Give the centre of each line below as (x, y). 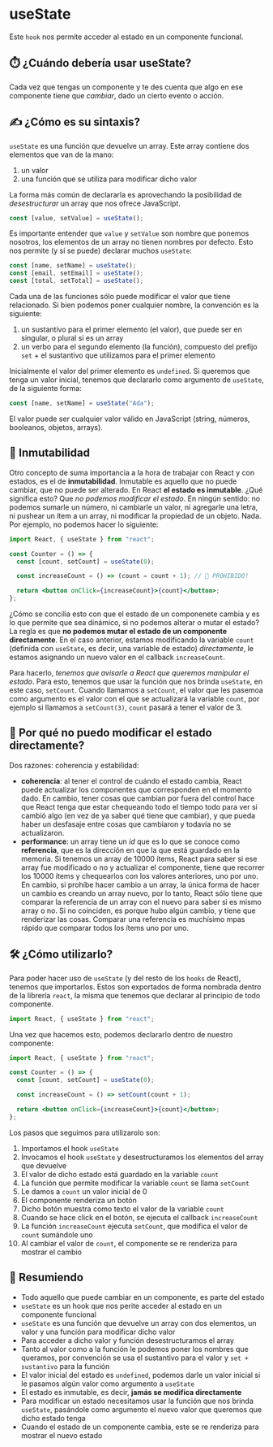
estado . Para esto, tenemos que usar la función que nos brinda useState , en (136, 681)
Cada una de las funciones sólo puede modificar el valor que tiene (120, 297)
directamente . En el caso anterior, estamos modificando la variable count (132, 640)
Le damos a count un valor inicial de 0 (84, 1191)
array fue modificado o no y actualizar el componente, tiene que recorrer (143, 867)
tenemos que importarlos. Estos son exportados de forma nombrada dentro (135, 986)
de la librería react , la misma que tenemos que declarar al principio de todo (135, 995)
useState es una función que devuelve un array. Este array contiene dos (129, 146)
